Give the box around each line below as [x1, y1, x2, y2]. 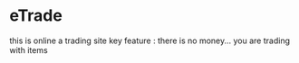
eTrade [9, 5, 63, 26]
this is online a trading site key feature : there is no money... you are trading [9, 35, 290, 46]
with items [9, 44, 48, 55]
